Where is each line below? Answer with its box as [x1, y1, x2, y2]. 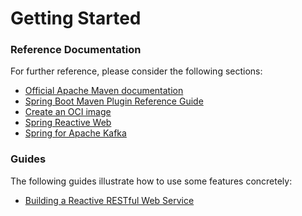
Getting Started [10, 7, 142, 30]
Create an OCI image [24, 106, 112, 118]
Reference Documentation [10, 43, 142, 57]
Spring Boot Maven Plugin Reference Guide [24, 95, 204, 107]
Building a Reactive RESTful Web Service [24, 194, 195, 206]
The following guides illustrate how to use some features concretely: [10, 175, 293, 187]
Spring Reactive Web [24, 117, 112, 129]
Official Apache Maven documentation [24, 85, 184, 97]
